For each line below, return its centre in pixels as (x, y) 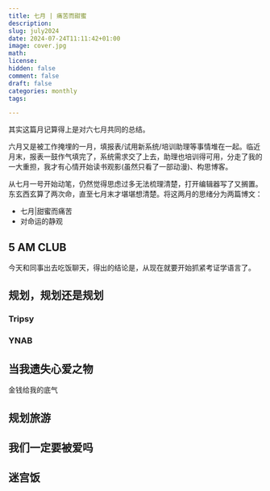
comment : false (34, 76)
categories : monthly (43, 91)
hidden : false (32, 69)
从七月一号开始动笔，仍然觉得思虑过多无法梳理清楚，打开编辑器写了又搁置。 (135, 184)
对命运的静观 (41, 221)
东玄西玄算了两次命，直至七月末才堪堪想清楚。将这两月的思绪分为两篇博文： (135, 194)
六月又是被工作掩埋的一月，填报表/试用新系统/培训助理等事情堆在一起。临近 (135, 147)
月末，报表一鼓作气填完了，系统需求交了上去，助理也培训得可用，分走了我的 (135, 157)
